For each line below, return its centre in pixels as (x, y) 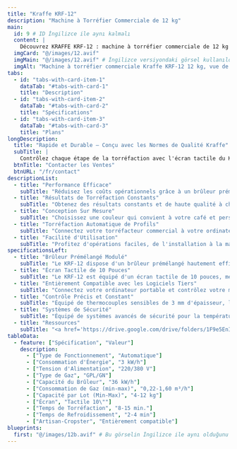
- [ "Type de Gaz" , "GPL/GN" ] (69, 375)
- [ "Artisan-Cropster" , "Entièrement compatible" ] (102, 421)
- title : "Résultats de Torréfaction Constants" (86, 198)
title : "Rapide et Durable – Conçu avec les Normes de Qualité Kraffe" (121, 146)
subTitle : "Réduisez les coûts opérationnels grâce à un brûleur (118, 192)
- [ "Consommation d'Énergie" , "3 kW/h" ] (86, 362)
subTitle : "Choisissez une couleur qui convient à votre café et (118, 218)
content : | (30, 40)
